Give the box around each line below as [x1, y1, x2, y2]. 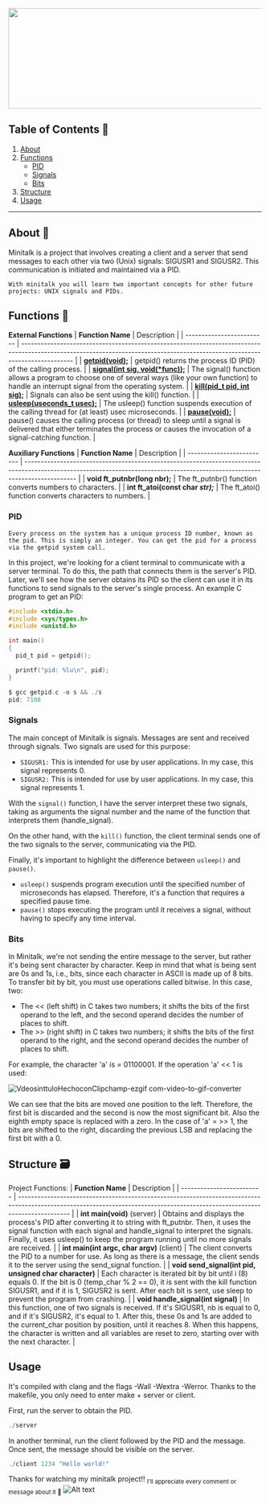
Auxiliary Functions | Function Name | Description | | [8, 449, 186, 458]
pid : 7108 [8, 695, 42, 703]
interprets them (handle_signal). [8, 815, 114, 825]
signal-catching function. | [8, 432, 96, 442]
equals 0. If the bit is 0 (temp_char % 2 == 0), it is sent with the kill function [8, 1277, 257, 1286]
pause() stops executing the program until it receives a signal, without [19, 904, 252, 914]
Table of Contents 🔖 [8, 123, 109, 137]
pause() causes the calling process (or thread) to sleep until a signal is [8, 416, 241, 425]
